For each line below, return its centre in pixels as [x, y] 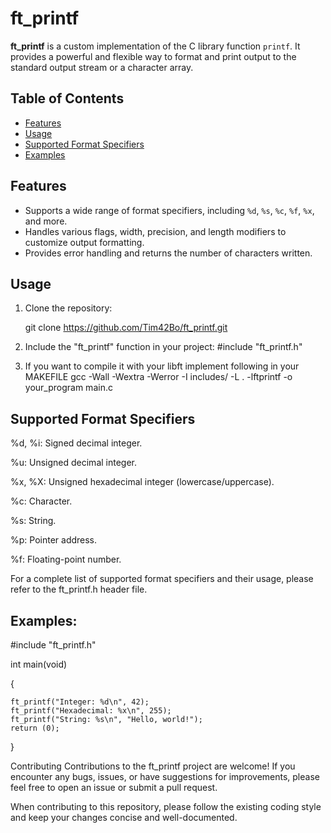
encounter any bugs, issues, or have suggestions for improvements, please [165, 776]
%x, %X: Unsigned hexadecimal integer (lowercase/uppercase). [142, 482]
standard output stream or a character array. [102, 67]
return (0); [35, 728]
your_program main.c [68, 388]
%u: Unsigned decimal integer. [74, 463]
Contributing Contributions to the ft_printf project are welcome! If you [153, 766]
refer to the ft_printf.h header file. [79, 589]
